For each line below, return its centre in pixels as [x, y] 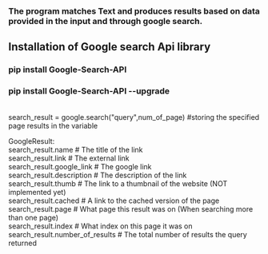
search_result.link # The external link [69, 158]
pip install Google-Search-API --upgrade [89, 91]
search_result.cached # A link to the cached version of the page [114, 200]
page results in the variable [53, 125]
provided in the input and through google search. [105, 21]
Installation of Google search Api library [110, 47]
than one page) [33, 217]
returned [23, 243]
